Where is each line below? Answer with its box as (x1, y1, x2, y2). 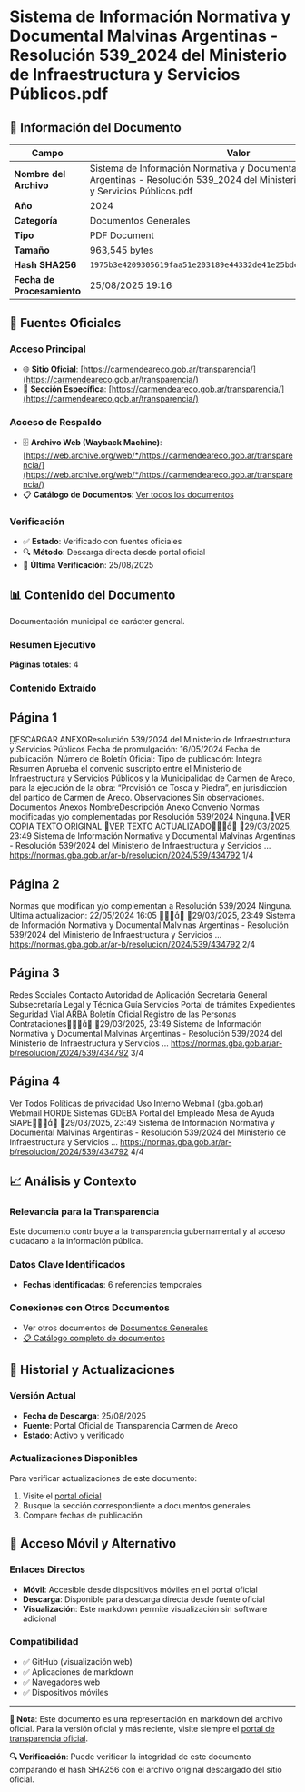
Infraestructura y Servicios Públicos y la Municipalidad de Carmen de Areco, (9, 772, 296, 783)
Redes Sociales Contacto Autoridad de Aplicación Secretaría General (9, 989, 268, 1001)
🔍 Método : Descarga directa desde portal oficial (22, 547, 206, 558)
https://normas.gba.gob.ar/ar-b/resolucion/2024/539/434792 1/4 (9, 850, 254, 861)
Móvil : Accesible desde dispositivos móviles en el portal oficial (22, 1584, 259, 1595)
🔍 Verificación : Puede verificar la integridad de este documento (9, 1751, 251, 1762)
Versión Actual (9, 1389, 76, 1402)
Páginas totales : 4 (9, 659, 79, 670)
